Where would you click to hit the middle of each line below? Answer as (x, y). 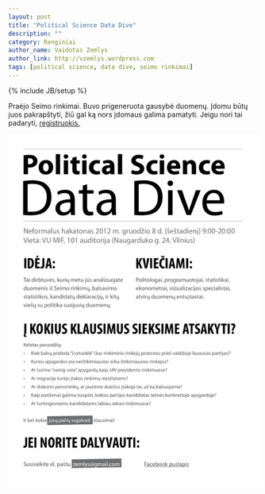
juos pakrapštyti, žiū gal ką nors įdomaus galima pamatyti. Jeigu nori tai (126, 114)
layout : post (30, 17)
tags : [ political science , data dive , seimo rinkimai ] (101, 68)
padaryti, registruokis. (44, 122)
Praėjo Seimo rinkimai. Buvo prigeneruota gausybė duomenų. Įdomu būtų (128, 106)
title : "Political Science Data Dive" (72, 25)
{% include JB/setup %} (48, 91)
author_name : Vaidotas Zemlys (58, 50)
